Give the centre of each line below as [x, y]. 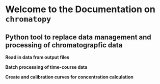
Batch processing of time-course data [46, 67]
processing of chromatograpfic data [64, 45]
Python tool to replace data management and [78, 37]
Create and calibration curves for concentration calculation [69, 77]
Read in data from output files [37, 57]
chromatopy [28, 19]
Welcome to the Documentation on [80, 9]
